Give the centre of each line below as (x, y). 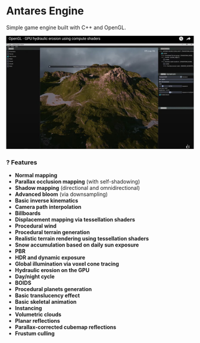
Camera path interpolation (48, 207)
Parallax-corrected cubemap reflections (65, 327)
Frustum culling (35, 333)
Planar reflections (37, 321)
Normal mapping (36, 175)
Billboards (28, 213)
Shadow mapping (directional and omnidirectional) (77, 188)
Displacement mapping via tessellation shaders (75, 220)
